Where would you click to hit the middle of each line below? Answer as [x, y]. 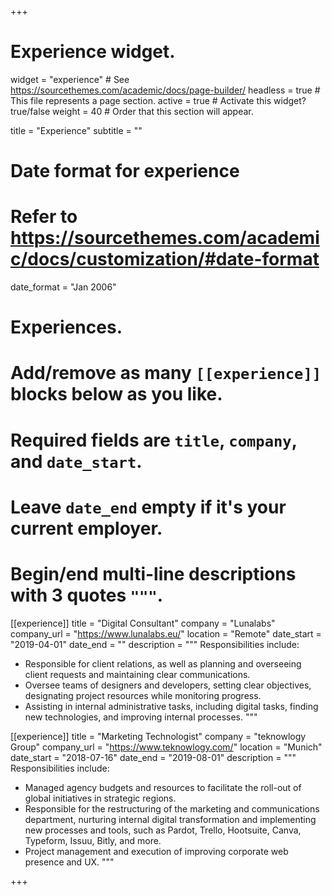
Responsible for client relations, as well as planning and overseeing [163, 663]
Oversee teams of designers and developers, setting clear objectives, [168, 685]
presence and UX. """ [69, 862]
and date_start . [76, 461]
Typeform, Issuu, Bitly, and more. [93, 840]
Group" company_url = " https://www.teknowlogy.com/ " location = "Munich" [166, 747]
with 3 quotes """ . [87, 595]
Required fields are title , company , [154, 440]
